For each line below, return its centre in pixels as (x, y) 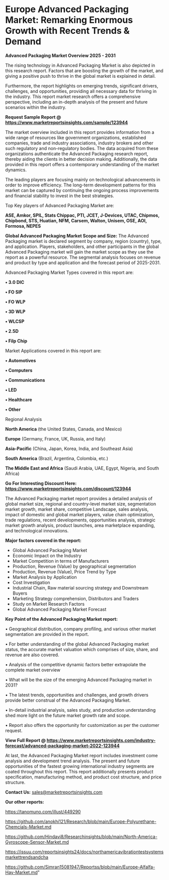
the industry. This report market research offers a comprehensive (73, 96)
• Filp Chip (16, 341)
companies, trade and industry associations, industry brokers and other (79, 143)
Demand (23, 42)
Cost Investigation (31, 582)
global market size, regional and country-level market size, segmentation (81, 504)
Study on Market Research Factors (48, 604)
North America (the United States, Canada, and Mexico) (64, 429)
